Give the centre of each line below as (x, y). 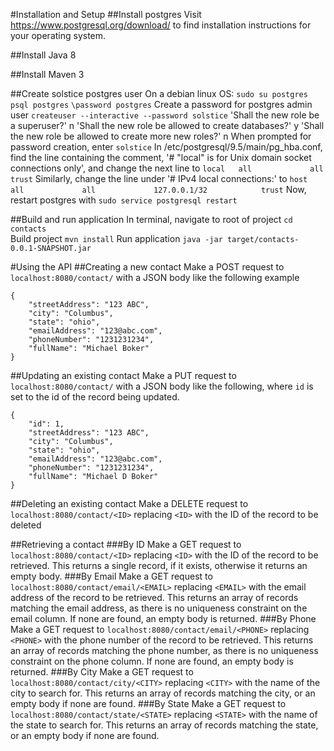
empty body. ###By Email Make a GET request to (111, 576)
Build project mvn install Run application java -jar (116, 238)
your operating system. (58, 35)
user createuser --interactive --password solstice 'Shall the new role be (165, 115)
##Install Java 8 (43, 55)
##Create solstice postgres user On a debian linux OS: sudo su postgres (159, 93)
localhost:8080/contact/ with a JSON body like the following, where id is (162, 386)
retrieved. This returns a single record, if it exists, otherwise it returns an (159, 565)
